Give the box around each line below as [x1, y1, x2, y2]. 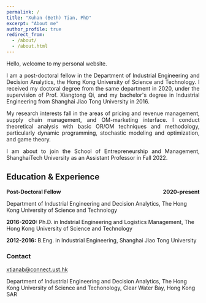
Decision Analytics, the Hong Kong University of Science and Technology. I [6, 78, 200, 86]
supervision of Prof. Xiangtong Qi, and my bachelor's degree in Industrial [6, 91, 200, 99]
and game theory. [6, 135, 51, 143]
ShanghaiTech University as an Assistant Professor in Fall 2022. [6, 154, 168, 161]
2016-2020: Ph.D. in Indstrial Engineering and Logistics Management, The [6, 218, 195, 225]
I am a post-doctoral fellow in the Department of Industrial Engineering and [6, 72, 200, 79]
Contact [6, 252, 31, 260]
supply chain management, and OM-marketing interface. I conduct [6, 116, 200, 123]
